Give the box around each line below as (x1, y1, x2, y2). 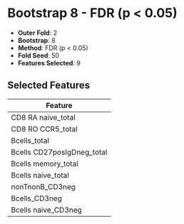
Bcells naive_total (11, 170, 69, 180)
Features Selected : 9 (17, 58, 81, 67)
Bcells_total (11, 135, 50, 145)
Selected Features (7, 80, 91, 92)
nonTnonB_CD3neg (11, 181, 76, 191)
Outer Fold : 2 (17, 28, 58, 37)
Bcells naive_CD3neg (11, 205, 82, 215)
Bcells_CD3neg (11, 193, 62, 203)
